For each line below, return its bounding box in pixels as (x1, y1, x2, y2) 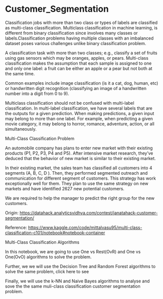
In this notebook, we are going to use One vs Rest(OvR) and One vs (5, 249, 141, 254)
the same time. (5, 70, 35, 76)
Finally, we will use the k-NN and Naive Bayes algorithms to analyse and (5, 278, 150, 284)
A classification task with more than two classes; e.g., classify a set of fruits (5, 50, 158, 56)
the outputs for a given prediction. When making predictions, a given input (5, 110, 155, 116)
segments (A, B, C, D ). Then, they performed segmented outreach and (5, 170, 148, 176)
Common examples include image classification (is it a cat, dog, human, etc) (5, 80, 159, 86)
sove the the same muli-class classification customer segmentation (5, 283, 141, 289)
